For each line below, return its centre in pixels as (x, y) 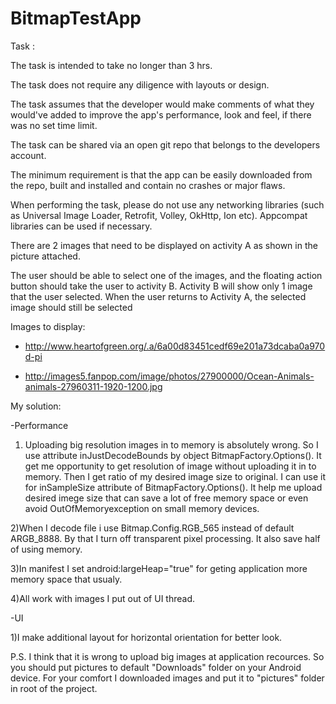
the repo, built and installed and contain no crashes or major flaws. (148, 185)
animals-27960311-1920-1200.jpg (93, 386)
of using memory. (46, 549)
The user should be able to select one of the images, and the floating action (166, 275)
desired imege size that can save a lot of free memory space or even (166, 498)
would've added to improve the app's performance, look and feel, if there (161, 114)
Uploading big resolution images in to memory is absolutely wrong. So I (171, 444)
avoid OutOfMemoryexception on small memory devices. (142, 508)
